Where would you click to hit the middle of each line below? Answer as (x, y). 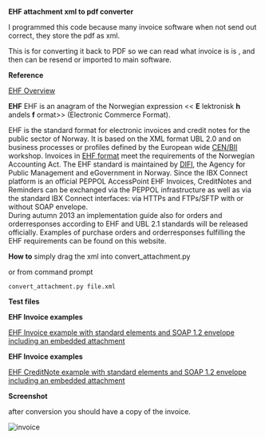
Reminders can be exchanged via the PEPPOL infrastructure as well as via (130, 190)
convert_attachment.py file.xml (62, 287)
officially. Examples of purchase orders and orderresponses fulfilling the (127, 232)
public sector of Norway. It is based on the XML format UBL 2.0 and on (125, 139)
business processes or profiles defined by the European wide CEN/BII (123, 147)
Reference (26, 75)
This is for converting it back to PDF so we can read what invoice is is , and (132, 51)
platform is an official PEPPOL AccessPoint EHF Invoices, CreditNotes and (130, 181)
